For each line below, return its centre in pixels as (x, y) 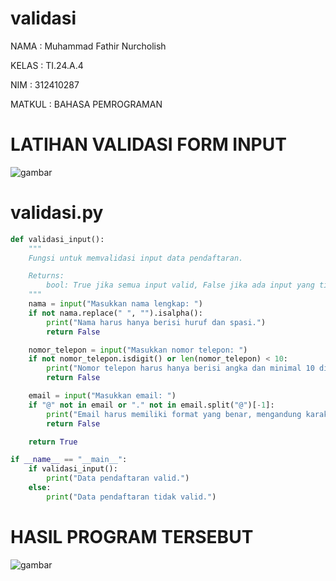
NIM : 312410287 (45, 84)
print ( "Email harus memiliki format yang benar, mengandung (174, 414)
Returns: (46, 276)
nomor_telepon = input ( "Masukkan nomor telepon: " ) (138, 350)
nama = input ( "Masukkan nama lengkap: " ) (115, 304)
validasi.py (57, 213)
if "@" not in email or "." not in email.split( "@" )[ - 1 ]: (151, 405)
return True (53, 442)
